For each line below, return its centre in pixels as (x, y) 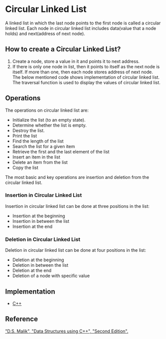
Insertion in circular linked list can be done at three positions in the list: (77, 206)
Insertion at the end (32, 226)
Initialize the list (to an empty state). (49, 120)
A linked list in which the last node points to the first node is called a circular (83, 23)
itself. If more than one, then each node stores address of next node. (83, 72)
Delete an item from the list (40, 162)
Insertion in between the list (41, 221)
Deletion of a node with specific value (51, 276)
